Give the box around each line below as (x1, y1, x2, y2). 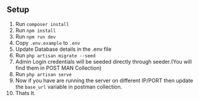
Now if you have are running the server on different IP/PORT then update (15, 77, 194, 84)
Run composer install (15, 20, 69, 27)
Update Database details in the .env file (15, 45, 112, 53)
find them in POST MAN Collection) (15, 64, 102, 71)
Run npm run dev (15, 32, 56, 40)
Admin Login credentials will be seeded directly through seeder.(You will (15, 58, 192, 65)
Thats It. (15, 89, 36, 96)
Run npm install (15, 27, 56, 34)
